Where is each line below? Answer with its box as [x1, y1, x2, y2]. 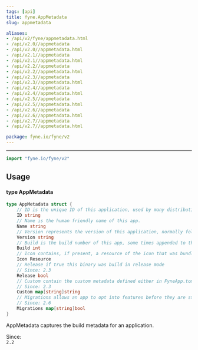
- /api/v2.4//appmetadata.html [6, 91, 83, 97]
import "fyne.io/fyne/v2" [6, 156, 70, 161]
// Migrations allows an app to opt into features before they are [16, 295, 186, 301]
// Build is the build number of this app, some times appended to [16, 240, 186, 246]
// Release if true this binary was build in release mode [16, 262, 165, 268]
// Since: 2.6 [16, 300, 51, 306]
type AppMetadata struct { [6, 202, 72, 207]
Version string [16, 234, 54, 240]
